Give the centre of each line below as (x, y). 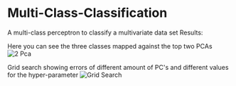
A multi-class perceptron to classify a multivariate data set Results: (105, 32)
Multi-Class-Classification (87, 13)
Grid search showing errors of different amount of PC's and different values (118, 67)
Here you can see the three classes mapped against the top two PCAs (110, 46)
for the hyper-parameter (43, 75)
